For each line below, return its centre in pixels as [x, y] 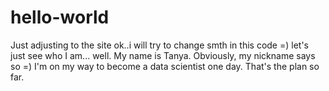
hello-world [60, 17]
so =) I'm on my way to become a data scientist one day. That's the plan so [165, 66]
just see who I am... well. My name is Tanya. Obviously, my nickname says [163, 55]
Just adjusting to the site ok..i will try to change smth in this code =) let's [159, 45]
